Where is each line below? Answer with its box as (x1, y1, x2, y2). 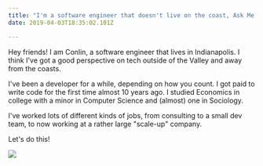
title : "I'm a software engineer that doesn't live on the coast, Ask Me (8, 11, 255, 20)
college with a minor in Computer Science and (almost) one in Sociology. (8, 96, 243, 105)
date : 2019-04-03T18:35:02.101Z (8, 19, 114, 27)
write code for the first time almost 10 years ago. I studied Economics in (8, 87, 240, 96)
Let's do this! (8, 134, 50, 143)
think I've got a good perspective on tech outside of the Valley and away (8, 56, 242, 65)
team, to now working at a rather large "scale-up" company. (8, 119, 203, 128)
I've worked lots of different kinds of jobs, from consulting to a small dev (8, 110, 243, 120)
